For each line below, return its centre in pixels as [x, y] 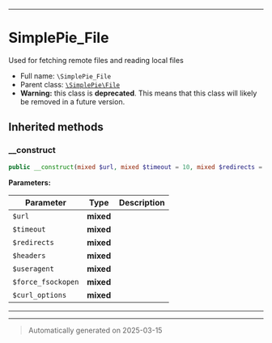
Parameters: [30, 182]
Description [142, 202]
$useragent [33, 269]
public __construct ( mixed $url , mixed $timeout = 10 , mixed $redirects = [136, 167]
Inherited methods [56, 127]
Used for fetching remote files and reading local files [96, 60]
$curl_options [40, 295]
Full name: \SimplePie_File [66, 76]
